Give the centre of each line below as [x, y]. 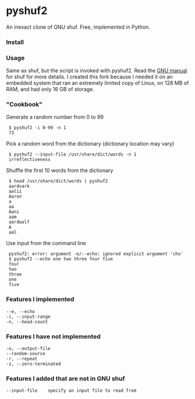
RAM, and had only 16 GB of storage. [50, 90]
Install [15, 42]
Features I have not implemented [53, 336]
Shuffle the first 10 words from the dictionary [60, 170]
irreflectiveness [29, 160]
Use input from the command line [46, 243]
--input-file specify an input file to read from [71, 391]
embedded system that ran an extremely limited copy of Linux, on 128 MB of [97, 83]
